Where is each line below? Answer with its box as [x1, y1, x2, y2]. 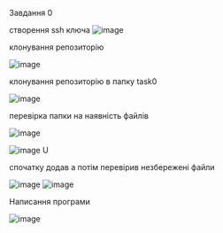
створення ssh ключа [9, 25, 91, 35]
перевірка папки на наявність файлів [9, 111, 149, 120]
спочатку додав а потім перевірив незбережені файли [9, 162, 215, 172]
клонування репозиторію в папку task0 [9, 76, 158, 87]
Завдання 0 [9, 8, 53, 18]
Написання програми [9, 197, 91, 206]
